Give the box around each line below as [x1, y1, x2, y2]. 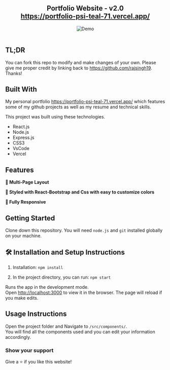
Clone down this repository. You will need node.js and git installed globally [5, 227, 163, 234]
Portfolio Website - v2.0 [46, 4, 124, 13]
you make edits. [5, 294, 39, 301]
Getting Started [5, 214, 55, 223]
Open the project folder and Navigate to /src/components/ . [5, 323, 127, 329]
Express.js [12, 135, 35, 141]
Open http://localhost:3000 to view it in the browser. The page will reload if [5, 289, 162, 295]
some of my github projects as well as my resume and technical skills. [5, 104, 151, 110]
